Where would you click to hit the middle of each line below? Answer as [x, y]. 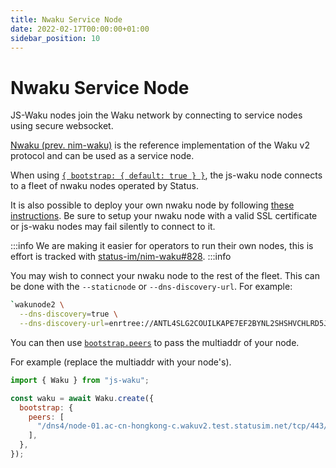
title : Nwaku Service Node [66, 19]
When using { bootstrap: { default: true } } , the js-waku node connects [166, 175]
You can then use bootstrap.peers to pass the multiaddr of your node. [155, 342]
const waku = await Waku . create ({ [82, 398]
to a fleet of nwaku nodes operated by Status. [104, 186]
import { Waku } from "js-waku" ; [80, 380]
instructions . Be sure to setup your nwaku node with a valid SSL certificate [164, 216]
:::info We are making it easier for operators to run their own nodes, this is [162, 246]
